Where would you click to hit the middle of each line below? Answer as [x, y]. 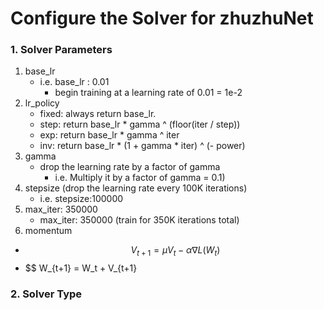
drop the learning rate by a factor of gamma [130, 167]
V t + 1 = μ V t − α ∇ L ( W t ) [175, 251]
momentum [48, 231]
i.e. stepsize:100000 [81, 199]
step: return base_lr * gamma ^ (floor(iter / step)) [140, 124]
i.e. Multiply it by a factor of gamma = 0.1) [140, 178]
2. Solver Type [46, 294]
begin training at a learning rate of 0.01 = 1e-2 [148, 93]
